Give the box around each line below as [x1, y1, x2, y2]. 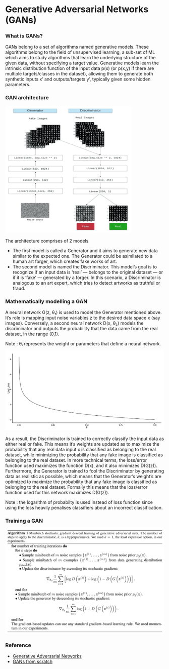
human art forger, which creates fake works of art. [12, 258, 118, 264]
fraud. [12, 285, 25, 291]
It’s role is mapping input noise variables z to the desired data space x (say [5, 315, 160, 321]
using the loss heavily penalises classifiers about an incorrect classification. [5, 505, 163, 511]
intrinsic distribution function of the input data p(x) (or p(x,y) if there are [5, 65, 154, 71]
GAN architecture [5, 94, 49, 101]
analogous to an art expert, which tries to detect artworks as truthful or [12, 280, 160, 286]
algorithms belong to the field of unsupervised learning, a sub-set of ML [5, 49, 155, 55]
